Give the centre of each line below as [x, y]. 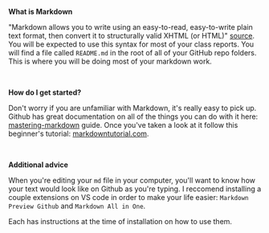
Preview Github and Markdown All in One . [77, 206]
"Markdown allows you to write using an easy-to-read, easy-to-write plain [130, 27]
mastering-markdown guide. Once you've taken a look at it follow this [123, 125]
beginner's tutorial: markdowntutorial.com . [79, 133]
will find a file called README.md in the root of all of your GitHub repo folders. [132, 53]
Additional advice [38, 165]
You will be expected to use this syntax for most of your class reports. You [131, 44]
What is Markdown [41, 12]
